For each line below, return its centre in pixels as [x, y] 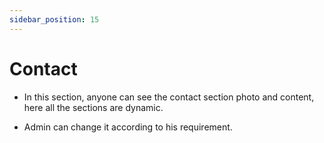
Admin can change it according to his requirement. [128, 127]
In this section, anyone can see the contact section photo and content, [169, 97]
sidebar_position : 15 [54, 19]
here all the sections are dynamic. [93, 107]
